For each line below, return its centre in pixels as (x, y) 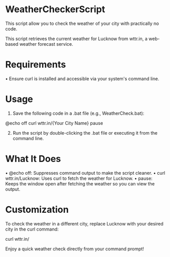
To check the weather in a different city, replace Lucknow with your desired (84, 223)
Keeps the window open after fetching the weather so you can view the (80, 183)
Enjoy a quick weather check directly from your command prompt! (75, 249)
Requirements (36, 65)
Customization (37, 210)
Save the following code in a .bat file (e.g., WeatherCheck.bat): (78, 113)
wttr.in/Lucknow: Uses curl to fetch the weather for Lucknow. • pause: (79, 178)
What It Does (33, 159)
